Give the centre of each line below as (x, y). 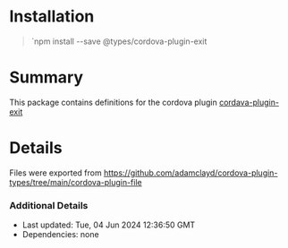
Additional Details (49, 205)
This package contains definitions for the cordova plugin (113, 102)
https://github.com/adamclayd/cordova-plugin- (191, 173)
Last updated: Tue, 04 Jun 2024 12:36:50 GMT (109, 225)
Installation (52, 17)
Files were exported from (55, 173)
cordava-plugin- (249, 102)
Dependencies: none (61, 235)
